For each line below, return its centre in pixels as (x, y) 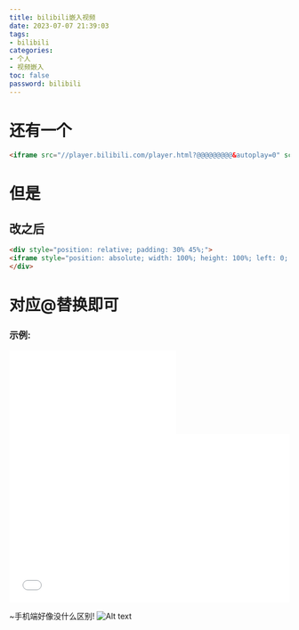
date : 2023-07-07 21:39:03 (59, 26)
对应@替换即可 (64, 305)
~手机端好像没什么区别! (52, 616)
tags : (19, 34)
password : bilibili (45, 84)
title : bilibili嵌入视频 (53, 17)
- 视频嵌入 (27, 68)
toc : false (29, 76)
